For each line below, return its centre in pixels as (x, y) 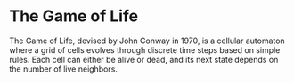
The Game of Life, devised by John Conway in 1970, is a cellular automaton (147, 41)
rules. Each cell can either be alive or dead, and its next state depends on (144, 59)
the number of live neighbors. (64, 69)
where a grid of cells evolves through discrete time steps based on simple (145, 49)
